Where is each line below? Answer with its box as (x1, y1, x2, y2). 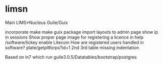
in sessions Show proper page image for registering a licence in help (5, 34, 143, 40)
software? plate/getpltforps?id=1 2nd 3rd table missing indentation (5, 44, 140, 50)
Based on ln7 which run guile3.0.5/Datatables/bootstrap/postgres (5, 54, 137, 60)
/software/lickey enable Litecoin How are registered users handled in (5, 39, 144, 45)
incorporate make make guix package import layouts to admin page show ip (5, 29, 158, 35)
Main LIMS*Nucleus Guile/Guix (5, 20, 68, 25)
